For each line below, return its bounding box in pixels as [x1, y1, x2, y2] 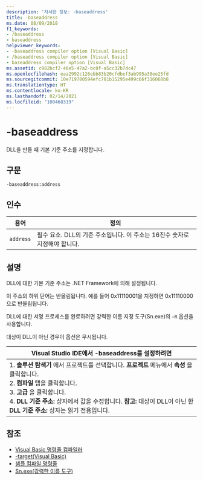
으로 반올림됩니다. [6, 300, 49, 307]
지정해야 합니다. [37, 240, 80, 248]
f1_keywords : [6, 25, 39, 32]
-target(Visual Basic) [14, 452, 66, 460]
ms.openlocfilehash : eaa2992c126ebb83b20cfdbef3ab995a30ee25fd [6, 71, 169, 77]
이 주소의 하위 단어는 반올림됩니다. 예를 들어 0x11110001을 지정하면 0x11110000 [6, 292, 193, 300]
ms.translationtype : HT [6, 82, 66, 88]
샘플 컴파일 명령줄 [14, 459, 57, 467]
